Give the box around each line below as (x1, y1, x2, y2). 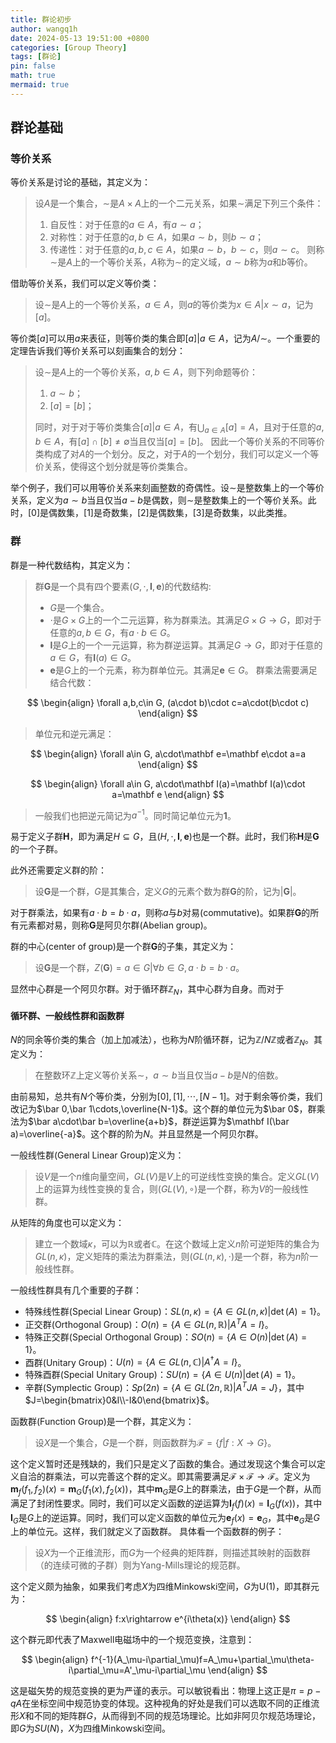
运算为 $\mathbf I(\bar (199, 1115, 290, 1127)
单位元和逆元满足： (34, 727, 115, 740)
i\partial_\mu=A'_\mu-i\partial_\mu (68, 1664, 206, 1676)
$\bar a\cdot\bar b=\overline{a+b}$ (28, 1115, 175, 1127)
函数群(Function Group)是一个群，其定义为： (10, 1415, 195, 1427)
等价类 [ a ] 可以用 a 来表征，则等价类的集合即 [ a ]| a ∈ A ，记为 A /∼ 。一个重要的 (10, 332, 321, 345)
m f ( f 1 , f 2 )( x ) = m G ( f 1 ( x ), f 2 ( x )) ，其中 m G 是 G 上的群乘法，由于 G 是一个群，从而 (10, 1482, 322, 1497)
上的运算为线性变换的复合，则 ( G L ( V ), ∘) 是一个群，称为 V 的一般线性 (34, 1182, 310, 1195)
